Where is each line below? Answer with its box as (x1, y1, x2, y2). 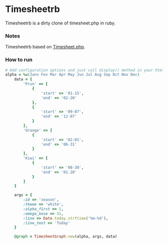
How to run (5, 56, 32, 63)
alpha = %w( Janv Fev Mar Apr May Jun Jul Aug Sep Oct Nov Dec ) (5, 72, 140, 77)
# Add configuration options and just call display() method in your (5, 67, 153, 73)
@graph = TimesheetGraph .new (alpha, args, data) (14, 234, 117, 239)
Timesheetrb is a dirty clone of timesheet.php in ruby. (5, 20, 116, 26)
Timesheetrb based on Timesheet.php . (5, 44, 85, 50)
